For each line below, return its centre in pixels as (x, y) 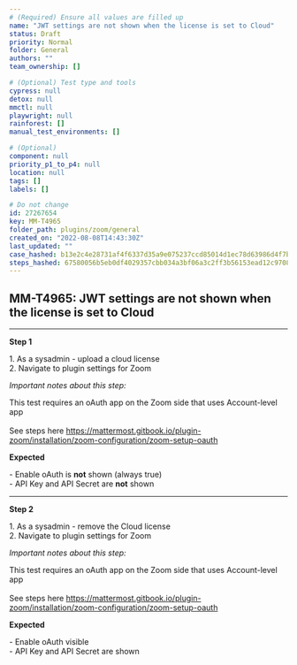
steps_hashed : (35, 263)
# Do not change (39, 205)
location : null (37, 172)
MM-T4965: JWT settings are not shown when (140, 298)
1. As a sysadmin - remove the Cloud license (90, 526)
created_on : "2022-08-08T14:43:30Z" (76, 238)
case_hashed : (33, 254)
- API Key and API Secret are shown (74, 652)
